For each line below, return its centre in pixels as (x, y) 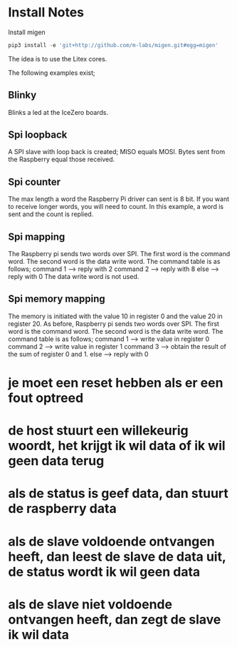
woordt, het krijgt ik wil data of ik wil (117, 446)
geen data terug (56, 461)
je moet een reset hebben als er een (116, 383)
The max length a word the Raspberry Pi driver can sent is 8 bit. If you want (119, 199)
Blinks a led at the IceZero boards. (58, 112)
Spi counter (35, 182)
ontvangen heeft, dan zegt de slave (115, 620)
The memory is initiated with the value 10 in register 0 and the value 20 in (115, 316)
